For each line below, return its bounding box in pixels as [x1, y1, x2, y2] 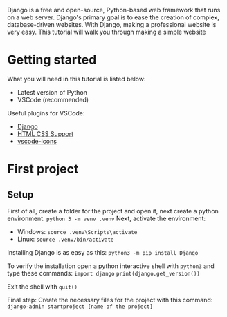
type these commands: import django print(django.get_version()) [7, 269, 201, 277]
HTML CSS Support [17, 129, 74, 137]
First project [7, 162, 79, 177]
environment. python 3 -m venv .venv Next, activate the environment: [7, 214, 206, 222]
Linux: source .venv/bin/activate [17, 235, 114, 243]
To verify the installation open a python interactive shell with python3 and [7, 262, 215, 270]
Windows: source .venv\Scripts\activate [17, 227, 138, 236]
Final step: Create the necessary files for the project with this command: [7, 296, 213, 304]
